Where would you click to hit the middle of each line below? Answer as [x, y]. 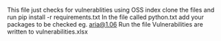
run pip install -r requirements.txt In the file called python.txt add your [106, 17]
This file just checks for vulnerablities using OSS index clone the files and [111, 10]
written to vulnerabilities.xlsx [47, 31]
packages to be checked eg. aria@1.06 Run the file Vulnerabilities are [105, 24]
